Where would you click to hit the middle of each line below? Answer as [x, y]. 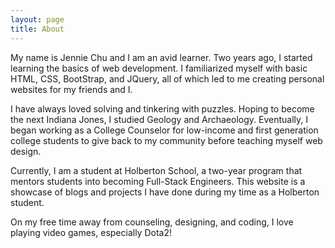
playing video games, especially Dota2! [91, 232]
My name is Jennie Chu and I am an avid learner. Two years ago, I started [161, 57]
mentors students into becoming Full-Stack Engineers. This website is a [158, 181]
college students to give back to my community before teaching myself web [166, 140]
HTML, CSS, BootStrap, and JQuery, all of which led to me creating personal [167, 78]
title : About [37, 29]
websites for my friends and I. [71, 89]
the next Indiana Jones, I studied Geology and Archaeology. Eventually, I [159, 119]
